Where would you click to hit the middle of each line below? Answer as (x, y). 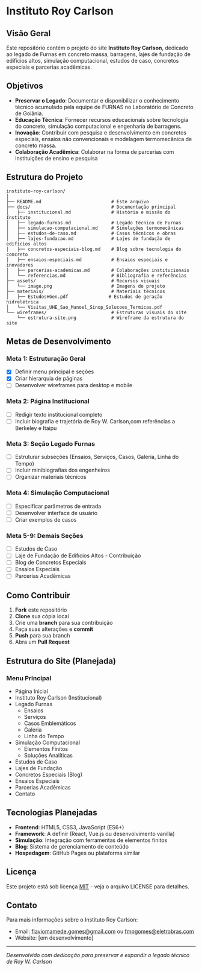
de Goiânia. (29, 113)
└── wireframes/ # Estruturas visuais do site (96, 312)
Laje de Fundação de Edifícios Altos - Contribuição (78, 555)
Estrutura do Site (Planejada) (61, 661)
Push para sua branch (42, 636)
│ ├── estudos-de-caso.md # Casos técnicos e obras (91, 233)
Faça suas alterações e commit (54, 629)
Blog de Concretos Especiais (50, 563)
